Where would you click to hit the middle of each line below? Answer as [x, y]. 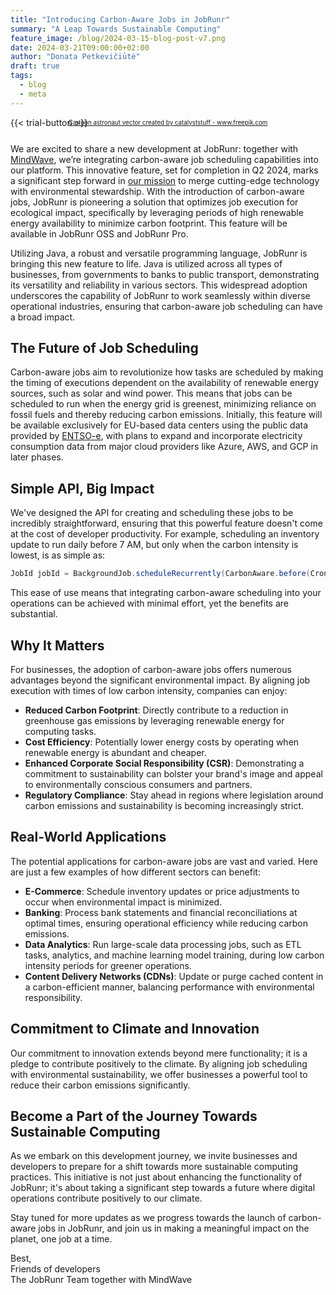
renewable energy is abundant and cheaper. [115, 752]
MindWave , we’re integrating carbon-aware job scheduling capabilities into [164, 159]
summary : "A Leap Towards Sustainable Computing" [116, 29]
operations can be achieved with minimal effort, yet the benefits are [150, 603]
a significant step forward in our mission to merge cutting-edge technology [165, 180]
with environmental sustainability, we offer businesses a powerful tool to [159, 1074]
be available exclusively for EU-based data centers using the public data [159, 425]
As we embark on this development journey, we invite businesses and [154, 1156]
